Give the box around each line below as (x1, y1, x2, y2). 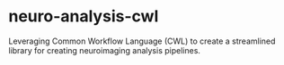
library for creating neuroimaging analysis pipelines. (8, 45, 201, 55)
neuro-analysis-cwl (8, 6, 159, 27)
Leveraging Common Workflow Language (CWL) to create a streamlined (8, 36, 276, 46)
